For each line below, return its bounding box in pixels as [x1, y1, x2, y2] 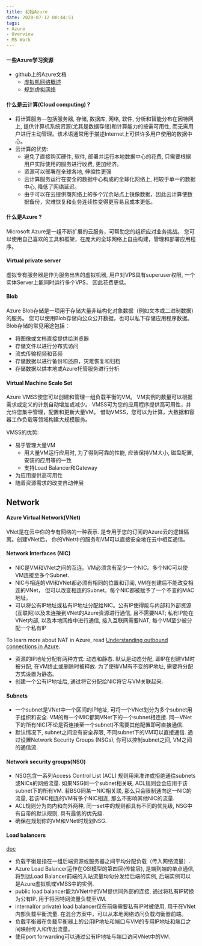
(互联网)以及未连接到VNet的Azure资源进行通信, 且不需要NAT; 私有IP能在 [14, 610, 194, 617]
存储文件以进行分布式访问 [14, 342, 79, 350]
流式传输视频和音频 [14, 350, 63, 358]
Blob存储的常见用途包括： [6, 322, 70, 329]
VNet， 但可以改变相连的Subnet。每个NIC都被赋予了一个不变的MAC [25, 587, 195, 594]
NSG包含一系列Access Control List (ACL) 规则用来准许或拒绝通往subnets [14, 772, 196, 780]
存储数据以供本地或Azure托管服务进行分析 [14, 365, 120, 373]
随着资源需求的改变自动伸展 [14, 479, 84, 487]
